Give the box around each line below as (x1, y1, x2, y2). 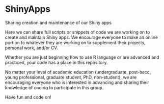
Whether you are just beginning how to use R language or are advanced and (5, 54, 160, 60)
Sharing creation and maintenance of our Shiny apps (5, 20, 112, 26)
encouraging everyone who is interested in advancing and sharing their (5, 79, 149, 85)
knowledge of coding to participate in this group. (5, 84, 104, 90)
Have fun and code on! (5, 94, 52, 100)
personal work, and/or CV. (5, 45, 58, 51)
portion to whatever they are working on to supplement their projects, (5, 39, 146, 45)
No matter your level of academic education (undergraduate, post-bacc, (5, 69, 151, 75)
